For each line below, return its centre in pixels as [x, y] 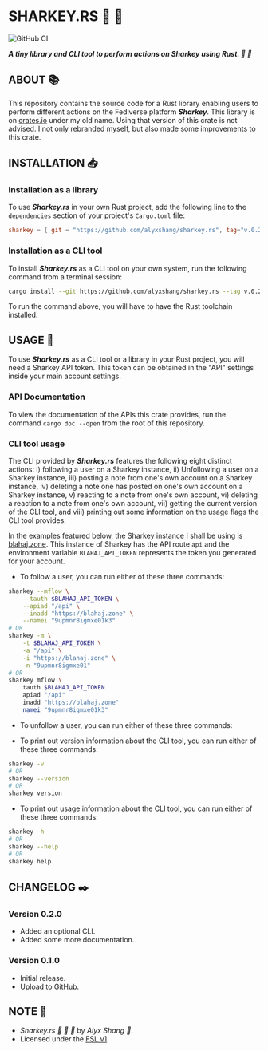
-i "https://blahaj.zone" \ [69, 658]
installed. [23, 315]
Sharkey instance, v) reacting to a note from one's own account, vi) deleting [133, 495]
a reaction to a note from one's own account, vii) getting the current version [133, 503]
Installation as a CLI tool [55, 251]
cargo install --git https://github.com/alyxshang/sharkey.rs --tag [124, 291]
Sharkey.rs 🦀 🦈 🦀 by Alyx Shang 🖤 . [77, 1031]
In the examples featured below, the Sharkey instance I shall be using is [126, 535]
